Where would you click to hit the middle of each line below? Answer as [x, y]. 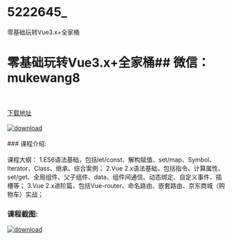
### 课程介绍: [27, 144]
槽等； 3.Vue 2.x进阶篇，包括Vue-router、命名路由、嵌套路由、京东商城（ [113, 185]
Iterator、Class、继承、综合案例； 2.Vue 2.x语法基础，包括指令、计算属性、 [116, 168]
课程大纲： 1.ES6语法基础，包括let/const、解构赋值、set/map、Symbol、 [111, 160]
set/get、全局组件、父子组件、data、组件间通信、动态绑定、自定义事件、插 [115, 177]
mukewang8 [44, 78]
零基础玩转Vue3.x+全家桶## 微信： [108, 63]
